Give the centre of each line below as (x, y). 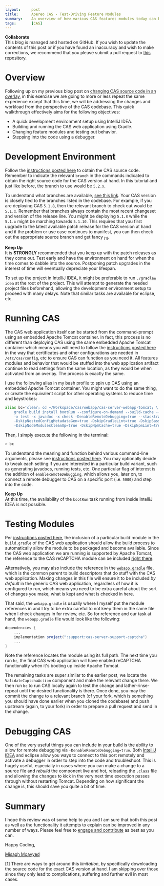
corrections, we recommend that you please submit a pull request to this (78, 53)
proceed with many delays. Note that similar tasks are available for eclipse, (80, 293)
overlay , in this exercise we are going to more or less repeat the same (75, 96)
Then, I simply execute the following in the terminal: (57, 435)
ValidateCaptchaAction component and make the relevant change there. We (81, 681)
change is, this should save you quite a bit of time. (55, 786)
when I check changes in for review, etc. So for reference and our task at (78, 614)
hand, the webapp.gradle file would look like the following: (63, 619)
